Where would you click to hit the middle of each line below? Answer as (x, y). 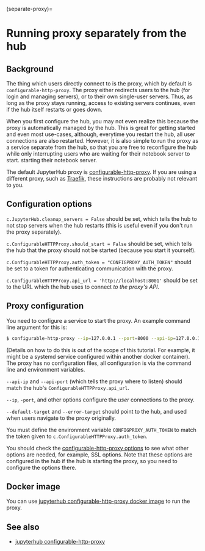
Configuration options (49, 204)
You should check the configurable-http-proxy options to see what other (98, 448)
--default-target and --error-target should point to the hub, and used (97, 411)
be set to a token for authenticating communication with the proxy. (90, 268)
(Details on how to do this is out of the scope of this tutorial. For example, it (101, 350)
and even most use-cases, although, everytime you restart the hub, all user (101, 134)
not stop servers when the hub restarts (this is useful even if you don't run (100, 225)
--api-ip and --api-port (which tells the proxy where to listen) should (94, 381)
